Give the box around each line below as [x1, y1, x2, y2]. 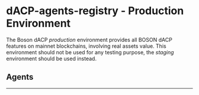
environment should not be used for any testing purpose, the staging [6, 48, 174, 55]
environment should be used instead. [6, 55, 97, 62]
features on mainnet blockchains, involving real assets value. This [6, 42, 167, 50]
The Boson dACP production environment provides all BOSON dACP [6, 36, 173, 43]
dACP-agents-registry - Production [6, 4, 184, 18]
